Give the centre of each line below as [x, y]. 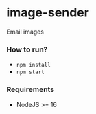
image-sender [48, 13]
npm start [31, 72]
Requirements [31, 89]
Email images [25, 32]
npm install [33, 65]
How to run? [27, 49]
